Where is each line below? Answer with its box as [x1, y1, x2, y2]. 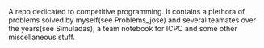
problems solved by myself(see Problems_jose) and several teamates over [8, 15, 257, 25]
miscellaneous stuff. [8, 32, 75, 42]
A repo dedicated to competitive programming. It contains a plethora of [8, 7, 245, 16]
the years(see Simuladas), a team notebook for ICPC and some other [8, 24, 237, 33]
